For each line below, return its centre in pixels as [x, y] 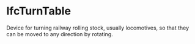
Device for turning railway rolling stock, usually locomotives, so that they [98, 28]
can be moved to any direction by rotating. [60, 34]
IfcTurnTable [39, 11]
